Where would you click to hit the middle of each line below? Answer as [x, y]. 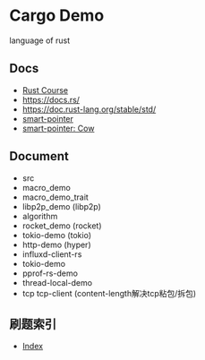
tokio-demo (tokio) [57, 235]
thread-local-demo [57, 282]
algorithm [40, 216]
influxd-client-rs [52, 254]
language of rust [39, 40]
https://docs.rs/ [51, 99]
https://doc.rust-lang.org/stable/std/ [89, 109]
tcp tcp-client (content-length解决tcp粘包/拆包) [109, 293]
